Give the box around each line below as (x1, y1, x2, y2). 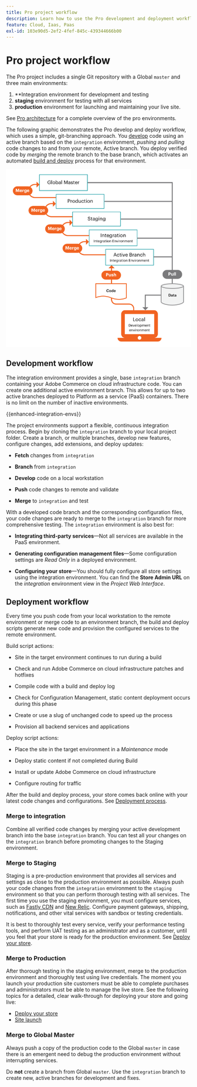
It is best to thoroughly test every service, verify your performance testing (6, 921, 185, 928)
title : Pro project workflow (6, 9, 77, 15)
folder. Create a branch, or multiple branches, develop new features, (6, 434, 171, 441)
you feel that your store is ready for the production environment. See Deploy (6, 933, 191, 940)
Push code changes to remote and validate (14, 485, 119, 492)
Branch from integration (14, 463, 76, 470)
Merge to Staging (6, 859, 57, 867)
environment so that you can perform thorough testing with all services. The (6, 891, 190, 898)
